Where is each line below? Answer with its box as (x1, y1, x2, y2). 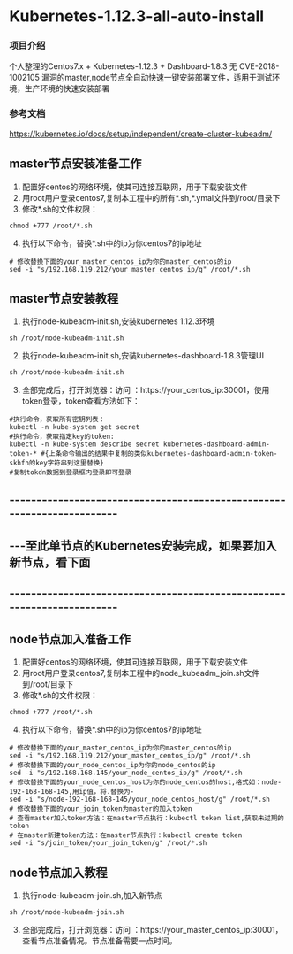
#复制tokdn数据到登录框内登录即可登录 (9, 468, 132, 477)
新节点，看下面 (9, 555, 91, 570)
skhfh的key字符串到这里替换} (9, 458, 104, 468)
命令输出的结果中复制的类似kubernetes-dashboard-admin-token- (61, 450, 278, 458)
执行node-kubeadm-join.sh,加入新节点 (21, 890, 162, 901)
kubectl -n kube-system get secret (9, 423, 140, 432)
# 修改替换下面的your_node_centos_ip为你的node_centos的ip (9, 761, 216, 770)
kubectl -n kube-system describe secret (9, 440, 161, 449)
